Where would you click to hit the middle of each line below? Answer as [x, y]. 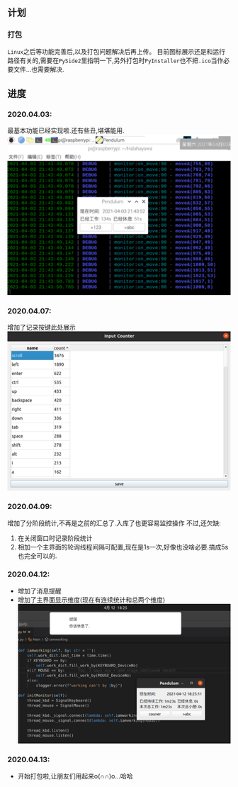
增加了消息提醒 [39, 591]
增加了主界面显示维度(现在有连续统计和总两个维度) [91, 599]
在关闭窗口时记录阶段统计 [55, 538]
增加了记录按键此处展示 [41, 327]
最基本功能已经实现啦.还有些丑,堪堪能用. [66, 130]
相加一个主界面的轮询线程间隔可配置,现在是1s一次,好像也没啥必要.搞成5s [123, 547]
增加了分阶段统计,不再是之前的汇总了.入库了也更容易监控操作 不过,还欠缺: [114, 523]
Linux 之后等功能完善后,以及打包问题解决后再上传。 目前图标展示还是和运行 [116, 51]
